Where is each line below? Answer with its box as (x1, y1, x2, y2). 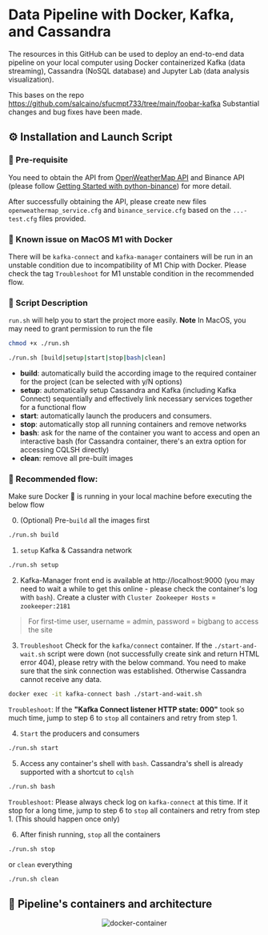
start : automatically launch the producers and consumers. (19, 411, 212, 420)
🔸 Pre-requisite (8, 154, 68, 166)
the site (27, 625, 54, 635)
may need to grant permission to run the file (8, 324, 154, 334)
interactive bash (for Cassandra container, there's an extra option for (19, 436, 246, 446)
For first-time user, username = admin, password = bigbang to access (27, 616, 259, 626)
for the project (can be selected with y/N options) (19, 376, 182, 386)
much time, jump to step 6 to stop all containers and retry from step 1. (8, 712, 238, 722)
